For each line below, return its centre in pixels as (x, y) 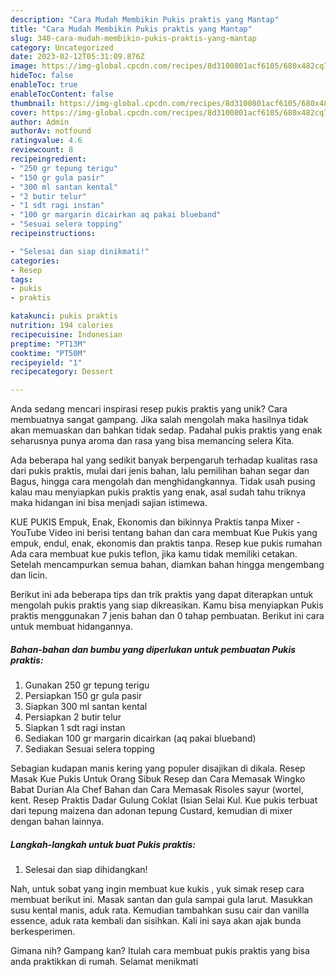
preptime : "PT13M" (48, 344)
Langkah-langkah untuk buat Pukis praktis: (103, 844)
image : (24, 66)
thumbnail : (33, 103)
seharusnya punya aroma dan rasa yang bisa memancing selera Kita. (152, 441)
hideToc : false (42, 76)
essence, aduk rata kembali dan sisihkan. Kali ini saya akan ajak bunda (156, 921)
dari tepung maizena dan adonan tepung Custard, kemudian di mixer (151, 811)
